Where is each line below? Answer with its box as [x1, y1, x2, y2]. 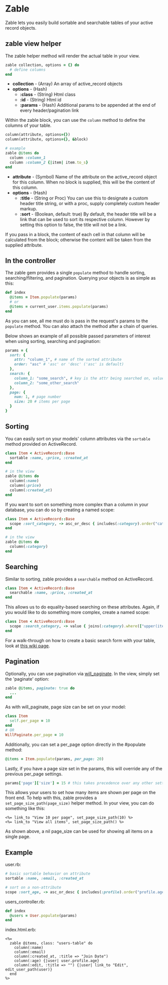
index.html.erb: [5, 927, 36, 933]
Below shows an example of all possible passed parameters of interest [5, 333, 151, 339]
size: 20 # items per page [14, 399, 70, 404]
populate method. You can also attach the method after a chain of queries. [5, 323, 158, 329]
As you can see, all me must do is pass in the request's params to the [5, 318, 148, 324]
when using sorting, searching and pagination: [5, 338, 101, 344]
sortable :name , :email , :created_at [5, 876, 84, 881]
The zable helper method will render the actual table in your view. [5, 53, 140, 59]
